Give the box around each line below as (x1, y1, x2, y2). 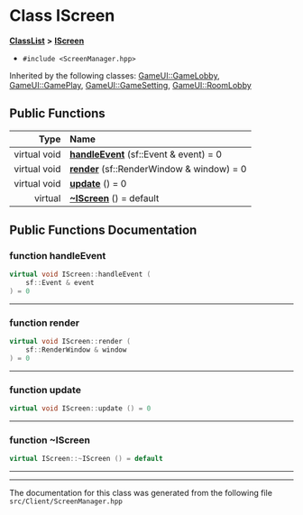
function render (9, 317, 79, 329)
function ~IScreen (9, 434, 90, 446)
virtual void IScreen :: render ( (9, 337, 131, 346)
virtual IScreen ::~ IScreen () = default (9, 455, 164, 464)
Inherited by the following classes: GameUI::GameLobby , (9, 69, 220, 81)
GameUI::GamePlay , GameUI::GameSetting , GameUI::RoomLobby (9, 79, 252, 90)
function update (9, 383, 81, 396)
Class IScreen (9, 5, 115, 26)
